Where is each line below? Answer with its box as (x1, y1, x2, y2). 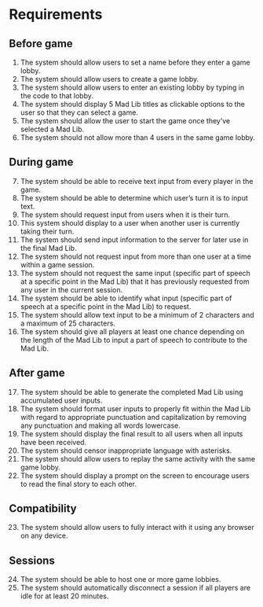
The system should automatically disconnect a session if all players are (20, 583, 250, 593)
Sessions (9, 554, 56, 567)
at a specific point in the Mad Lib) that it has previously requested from (20, 277, 250, 286)
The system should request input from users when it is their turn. (20, 210, 231, 219)
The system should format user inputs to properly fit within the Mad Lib (20, 403, 251, 414)
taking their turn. (20, 226, 75, 236)
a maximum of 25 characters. (20, 318, 116, 328)
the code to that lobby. (20, 91, 93, 100)
